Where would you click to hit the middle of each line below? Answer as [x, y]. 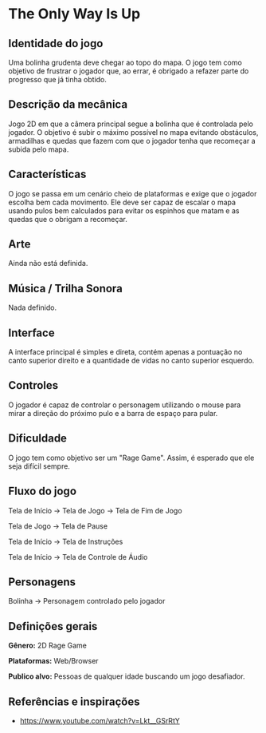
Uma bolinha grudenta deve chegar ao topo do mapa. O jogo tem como [125, 62]
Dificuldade [38, 439]
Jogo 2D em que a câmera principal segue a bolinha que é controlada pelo [131, 124]
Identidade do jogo [56, 44]
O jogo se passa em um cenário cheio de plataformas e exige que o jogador [133, 193]
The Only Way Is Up [74, 14]
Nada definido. [33, 307]
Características [47, 174]
